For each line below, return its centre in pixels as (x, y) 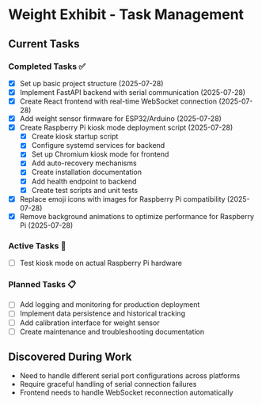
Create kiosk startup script (75, 137)
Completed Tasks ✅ (47, 66)
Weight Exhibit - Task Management (126, 15)
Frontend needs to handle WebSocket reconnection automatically (126, 392)
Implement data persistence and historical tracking (103, 313)
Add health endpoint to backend (84, 181)
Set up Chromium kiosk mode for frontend (100, 154)
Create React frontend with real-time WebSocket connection (118, 101)
